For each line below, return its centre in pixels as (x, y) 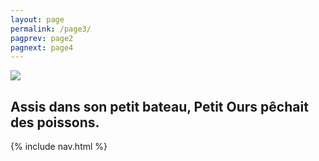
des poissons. (55, 122)
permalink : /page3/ (51, 29)
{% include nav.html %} (59, 147)
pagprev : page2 (42, 38)
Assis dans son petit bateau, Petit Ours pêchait (159, 106)
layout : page (37, 19)
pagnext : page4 (42, 47)
